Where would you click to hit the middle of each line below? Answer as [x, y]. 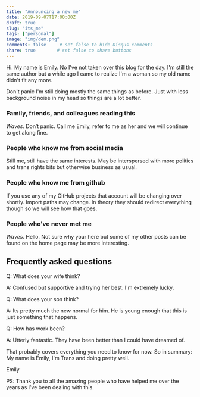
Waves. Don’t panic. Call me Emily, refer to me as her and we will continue [97, 126]
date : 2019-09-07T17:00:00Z [41, 17]
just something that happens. [42, 317]
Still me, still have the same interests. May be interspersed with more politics [100, 161]
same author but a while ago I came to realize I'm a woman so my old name [99, 74]
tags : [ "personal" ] [30, 34]
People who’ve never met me [49, 224]
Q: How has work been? [36, 329]
